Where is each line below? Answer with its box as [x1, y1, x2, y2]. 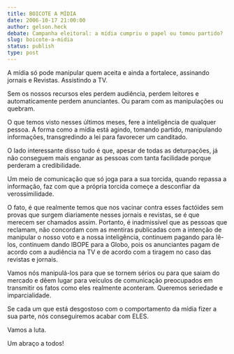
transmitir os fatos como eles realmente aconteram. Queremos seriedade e [7, 283, 224, 292]
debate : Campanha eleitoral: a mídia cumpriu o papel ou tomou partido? [7, 29, 224, 37]
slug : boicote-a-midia [7, 36, 73, 43]
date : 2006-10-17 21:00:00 [7, 17, 86, 24]
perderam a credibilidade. [7, 161, 82, 169]
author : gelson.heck [7, 23, 68, 30]
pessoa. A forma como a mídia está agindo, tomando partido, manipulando [7, 125, 222, 134]
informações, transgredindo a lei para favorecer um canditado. [7, 132, 188, 141]
